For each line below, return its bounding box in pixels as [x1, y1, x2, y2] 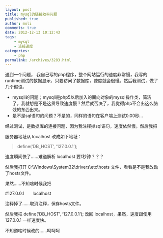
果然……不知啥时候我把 [5, 180, 52, 187]
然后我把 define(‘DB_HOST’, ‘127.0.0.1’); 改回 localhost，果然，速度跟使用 [5, 211, 152, 217]
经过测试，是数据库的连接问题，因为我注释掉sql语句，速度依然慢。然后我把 [5, 123, 158, 129]
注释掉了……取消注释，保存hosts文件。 [5, 201, 84, 207]
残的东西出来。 [12, 107, 43, 113]
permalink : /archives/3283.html [5, 58, 71, 62]
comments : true [5, 26, 36, 30]
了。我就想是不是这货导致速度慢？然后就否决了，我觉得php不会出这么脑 [12, 100, 158, 106]
